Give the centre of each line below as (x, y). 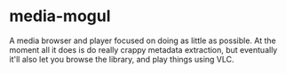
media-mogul (60, 16)
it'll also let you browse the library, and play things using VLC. (122, 59)
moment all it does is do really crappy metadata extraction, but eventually (143, 49)
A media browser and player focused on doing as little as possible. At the (143, 40)
